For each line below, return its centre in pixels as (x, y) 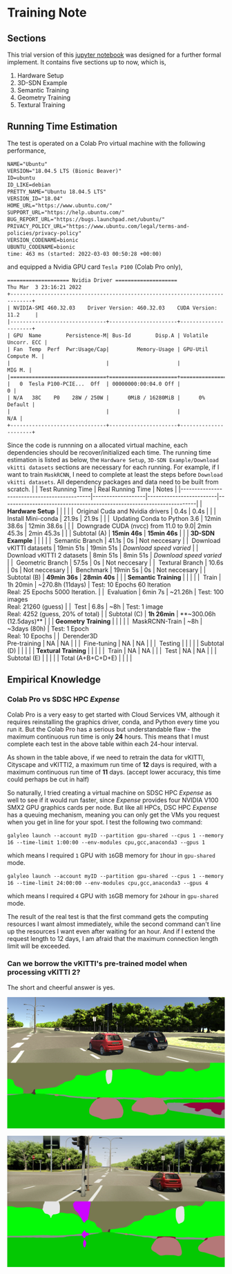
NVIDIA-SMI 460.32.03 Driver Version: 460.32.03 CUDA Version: (115, 308)
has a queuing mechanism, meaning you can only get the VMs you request (114, 815)
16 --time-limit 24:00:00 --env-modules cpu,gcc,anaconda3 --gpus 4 (108, 883)
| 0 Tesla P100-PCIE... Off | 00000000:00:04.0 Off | (94, 384)
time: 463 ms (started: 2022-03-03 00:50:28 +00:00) (85, 254)
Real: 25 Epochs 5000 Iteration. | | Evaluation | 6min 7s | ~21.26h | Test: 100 (116, 591)
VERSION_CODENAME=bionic (43, 240)
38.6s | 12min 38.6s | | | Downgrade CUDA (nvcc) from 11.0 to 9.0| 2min (109, 526)
